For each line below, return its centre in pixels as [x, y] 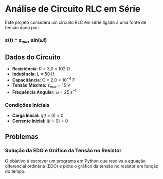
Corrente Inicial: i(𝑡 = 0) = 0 [40, 121]
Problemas [22, 137]
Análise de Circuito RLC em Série [73, 9]
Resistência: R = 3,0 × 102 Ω [41, 68]
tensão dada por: [22, 27]
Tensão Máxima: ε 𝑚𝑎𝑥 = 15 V [41, 86]
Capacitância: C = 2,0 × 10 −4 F [44, 80]
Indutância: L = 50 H [33, 74]
